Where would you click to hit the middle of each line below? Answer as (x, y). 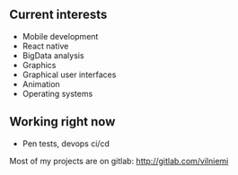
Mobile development (60, 36)
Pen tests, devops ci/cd (66, 144)
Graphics (39, 65)
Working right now (62, 122)
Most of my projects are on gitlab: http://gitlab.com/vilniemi (119, 161)
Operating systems (57, 93)
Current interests (58, 15)
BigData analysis (53, 55)
